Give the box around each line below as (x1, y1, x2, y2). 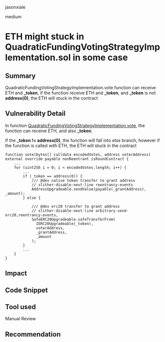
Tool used (5, 303, 36, 311)
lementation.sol (5, 52, 71, 63)
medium (5, 14, 22, 19)
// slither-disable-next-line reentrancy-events (31, 182, 133, 187)
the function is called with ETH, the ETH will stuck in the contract (5, 143, 137, 149)
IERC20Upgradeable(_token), (36, 221, 94, 226)
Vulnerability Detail (5, 110, 66, 118)
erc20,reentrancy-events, (5, 212, 58, 218)
